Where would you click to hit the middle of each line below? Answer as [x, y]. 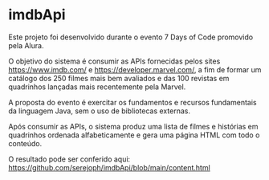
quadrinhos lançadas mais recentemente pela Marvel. [97, 87]
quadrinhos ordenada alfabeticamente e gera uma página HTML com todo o [134, 135]
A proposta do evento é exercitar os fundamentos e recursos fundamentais [132, 102]
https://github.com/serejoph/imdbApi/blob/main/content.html [109, 167]
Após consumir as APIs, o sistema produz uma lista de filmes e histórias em [133, 126]
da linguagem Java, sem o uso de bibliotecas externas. [100, 111]
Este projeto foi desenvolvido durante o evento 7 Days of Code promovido [131, 37]
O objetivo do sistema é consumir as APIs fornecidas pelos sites [114, 61]
